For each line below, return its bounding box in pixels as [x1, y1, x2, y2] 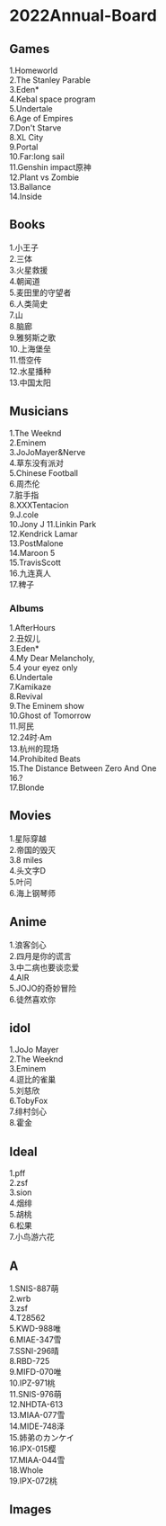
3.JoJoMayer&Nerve [9, 446, 86, 457]
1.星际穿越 [9, 833, 47, 844]
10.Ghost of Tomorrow [9, 710, 92, 721]
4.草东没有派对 [9, 457, 65, 468]
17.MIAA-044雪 [9, 1454, 66, 1465]
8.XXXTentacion [9, 499, 69, 510]
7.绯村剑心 [9, 1106, 48, 1117]
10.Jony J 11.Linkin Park [9, 518, 97, 529]
